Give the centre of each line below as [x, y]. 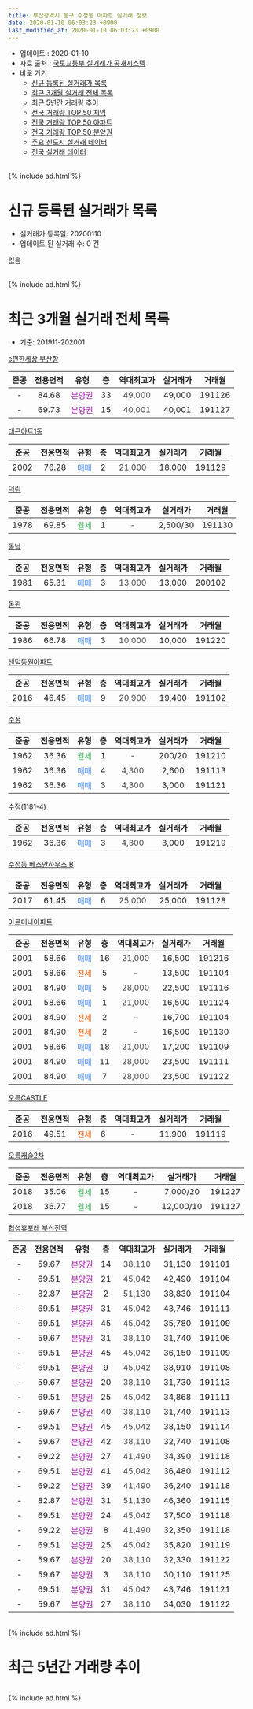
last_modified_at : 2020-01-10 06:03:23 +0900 [84, 30]
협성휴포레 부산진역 [38, 1228]
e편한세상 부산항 [33, 359]
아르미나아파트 [31, 922]
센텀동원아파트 [31, 662]
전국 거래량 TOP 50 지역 [68, 113]
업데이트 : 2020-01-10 [54, 54]
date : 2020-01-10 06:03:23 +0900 [63, 23]
